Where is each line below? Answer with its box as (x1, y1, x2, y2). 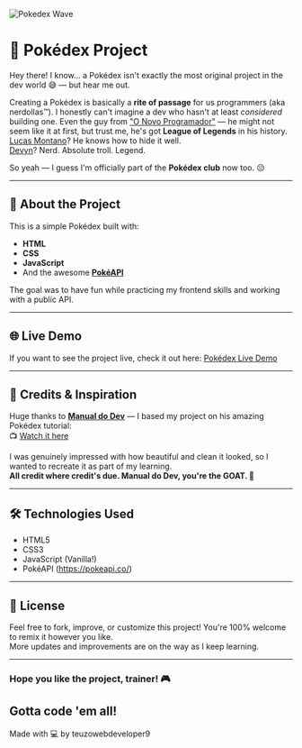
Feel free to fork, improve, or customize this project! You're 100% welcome (9, 622, 287, 633)
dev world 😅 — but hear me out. (9, 79, 130, 90)
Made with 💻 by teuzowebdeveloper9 (9, 728, 151, 739)
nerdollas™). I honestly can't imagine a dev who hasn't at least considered (9, 106, 283, 117)
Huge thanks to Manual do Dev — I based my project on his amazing (9, 411, 265, 422)
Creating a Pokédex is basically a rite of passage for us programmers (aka (9, 96, 286, 107)
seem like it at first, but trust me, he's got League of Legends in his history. (9, 125, 288, 136)
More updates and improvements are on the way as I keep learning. (9, 641, 259, 652)
